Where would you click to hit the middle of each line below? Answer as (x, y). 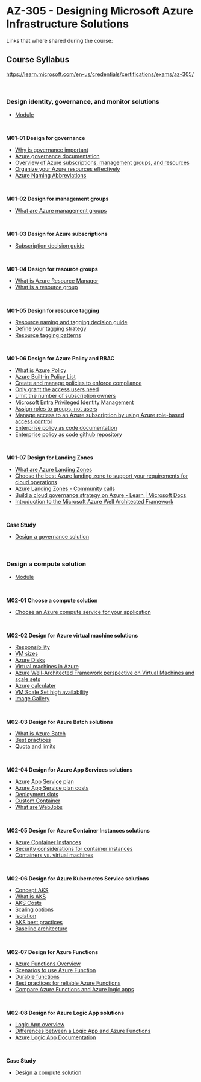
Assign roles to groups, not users (56, 409)
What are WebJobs (39, 807)
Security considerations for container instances (74, 849)
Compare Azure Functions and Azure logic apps (74, 990)
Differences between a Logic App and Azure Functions (83, 1031)
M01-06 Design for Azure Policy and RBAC (60, 359)
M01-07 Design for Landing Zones (50, 458)
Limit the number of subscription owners (65, 396)
